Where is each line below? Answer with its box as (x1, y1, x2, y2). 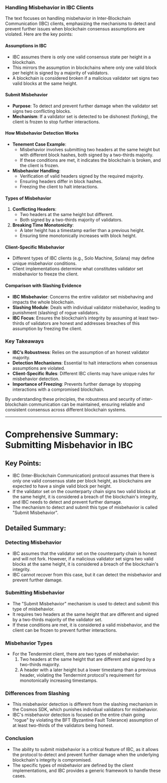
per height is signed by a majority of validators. (12, 69, 109, 76)
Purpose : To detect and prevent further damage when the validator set (12, 103, 158, 109)
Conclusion (5, 735, 34, 742)
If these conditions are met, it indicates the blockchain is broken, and (19, 157, 161, 163)
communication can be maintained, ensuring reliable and (28, 401, 145, 407)
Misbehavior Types (5, 639, 53, 646)
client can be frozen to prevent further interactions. (12, 627, 118, 633)
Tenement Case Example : (12, 141, 67, 147)
